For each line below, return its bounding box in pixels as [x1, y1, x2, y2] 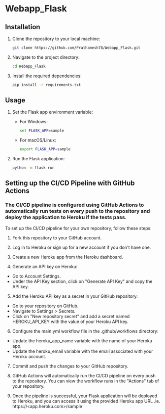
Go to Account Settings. [12, 273, 61, 279]
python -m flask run [12, 165, 55, 171]
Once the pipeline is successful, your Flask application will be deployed [12, 393, 158, 399]
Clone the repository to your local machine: [12, 36, 100, 42]
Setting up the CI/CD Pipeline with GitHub [5, 179, 135, 187]
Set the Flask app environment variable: [12, 109, 93, 115]
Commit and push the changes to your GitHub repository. [12, 363, 129, 369]
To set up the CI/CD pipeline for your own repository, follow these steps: [5, 225, 152, 231]
